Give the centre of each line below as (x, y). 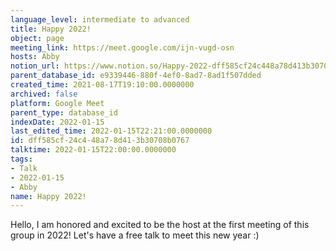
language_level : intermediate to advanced (100, 19)
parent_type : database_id (64, 112)
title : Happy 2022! (51, 29)
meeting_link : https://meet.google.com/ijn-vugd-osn (122, 47)
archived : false (44, 94)
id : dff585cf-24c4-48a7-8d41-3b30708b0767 (100, 141)
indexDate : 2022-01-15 (57, 122)
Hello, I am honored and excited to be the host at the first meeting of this (160, 225)
